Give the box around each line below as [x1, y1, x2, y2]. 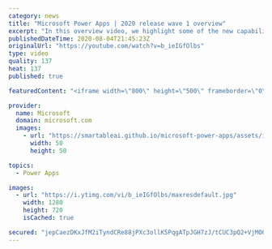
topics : [8, 161, 35, 170]
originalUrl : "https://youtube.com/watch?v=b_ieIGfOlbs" [8, 42, 205, 50]
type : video [8, 49, 49, 58]
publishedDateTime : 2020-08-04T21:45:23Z [8, 34, 151, 43]
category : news [8, 11, 60, 20]
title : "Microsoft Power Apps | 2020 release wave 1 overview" [8, 19, 227, 28]
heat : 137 [8, 65, 42, 73]
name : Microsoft [15, 109, 70, 118]
